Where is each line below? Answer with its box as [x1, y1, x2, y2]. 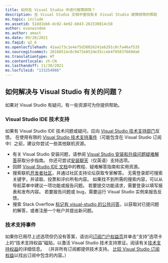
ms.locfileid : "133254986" [5, 68, 61, 73]
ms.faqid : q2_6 [5, 40, 37, 45]
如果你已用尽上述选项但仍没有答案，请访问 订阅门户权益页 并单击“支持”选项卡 [5, 233, 162, 239]
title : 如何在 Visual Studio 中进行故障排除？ [5, 7, 96, 13]
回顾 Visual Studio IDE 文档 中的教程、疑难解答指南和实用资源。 [12, 164, 142, 170]
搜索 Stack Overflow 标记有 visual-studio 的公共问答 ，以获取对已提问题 [12, 201, 159, 207]
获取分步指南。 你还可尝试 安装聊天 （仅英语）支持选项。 [16, 157, 132, 163]
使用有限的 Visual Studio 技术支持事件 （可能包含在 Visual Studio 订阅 [19, 134, 161, 140]
